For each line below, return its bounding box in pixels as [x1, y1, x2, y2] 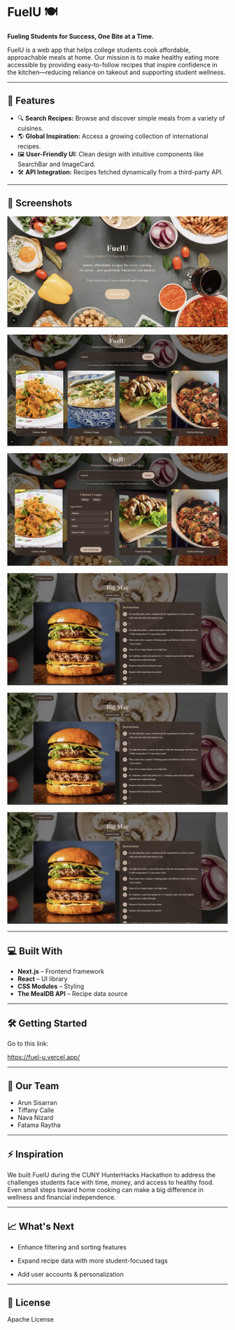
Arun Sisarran [17, 1098, 57, 1107]
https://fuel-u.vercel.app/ [7, 1053, 80, 1062]
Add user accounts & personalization [17, 1270, 124, 1278]
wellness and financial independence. [7, 1193, 117, 1201]
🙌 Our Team [7, 1080, 59, 1092]
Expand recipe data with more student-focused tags [17, 1256, 168, 1265]
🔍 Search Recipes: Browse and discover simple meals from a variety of [17, 113, 225, 122]
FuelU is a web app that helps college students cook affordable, [7, 46, 191, 54]
